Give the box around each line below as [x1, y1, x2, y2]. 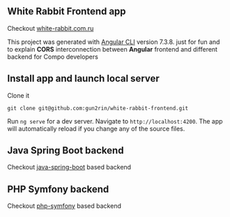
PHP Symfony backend [7, 183, 109, 195]
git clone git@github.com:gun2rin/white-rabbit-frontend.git [7, 105, 189, 112]
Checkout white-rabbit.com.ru [7, 24, 94, 32]
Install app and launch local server [7, 73, 160, 84]
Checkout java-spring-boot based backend [7, 163, 131, 172]
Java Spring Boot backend [7, 144, 124, 156]
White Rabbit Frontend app [7, 6, 127, 17]
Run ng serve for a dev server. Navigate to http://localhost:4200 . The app [7, 117, 223, 125]
